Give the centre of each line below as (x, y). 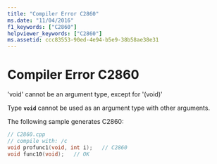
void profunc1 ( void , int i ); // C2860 (68, 147)
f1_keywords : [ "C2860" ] (42, 27)
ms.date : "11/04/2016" (41, 20)
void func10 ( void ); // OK (49, 154)
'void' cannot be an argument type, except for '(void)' (85, 94)
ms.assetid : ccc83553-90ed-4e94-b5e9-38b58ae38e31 (83, 40)
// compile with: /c (38, 141)
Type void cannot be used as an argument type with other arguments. (108, 108)
